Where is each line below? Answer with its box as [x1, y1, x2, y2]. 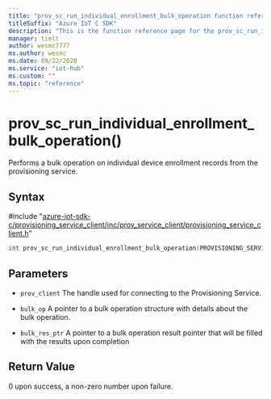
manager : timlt [8, 34, 60, 43]
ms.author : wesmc [8, 49, 67, 57]
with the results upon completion [19, 336, 130, 346]
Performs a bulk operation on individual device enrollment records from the [8, 158, 258, 168]
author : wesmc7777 [8, 42, 70, 50]
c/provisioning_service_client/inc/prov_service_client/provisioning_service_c [8, 220, 261, 230]
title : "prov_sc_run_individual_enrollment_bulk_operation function [8, 11, 244, 20]
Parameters [8, 267, 69, 280]
